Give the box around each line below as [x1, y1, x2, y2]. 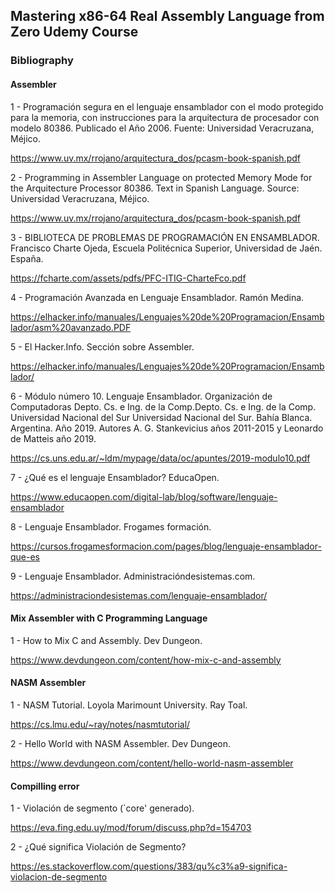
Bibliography [10, 54, 74, 68]
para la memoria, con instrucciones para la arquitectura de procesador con [10, 111, 320, 123]
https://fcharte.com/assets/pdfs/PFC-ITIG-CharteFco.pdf [10, 272, 247, 284]
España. [10, 252, 44, 264]
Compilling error [10, 780, 80, 792]
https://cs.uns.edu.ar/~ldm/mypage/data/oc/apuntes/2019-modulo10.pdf [10, 452, 311, 464]
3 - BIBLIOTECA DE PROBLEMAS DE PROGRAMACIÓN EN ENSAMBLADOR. [10, 231, 320, 243]
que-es [10, 550, 41, 563]
